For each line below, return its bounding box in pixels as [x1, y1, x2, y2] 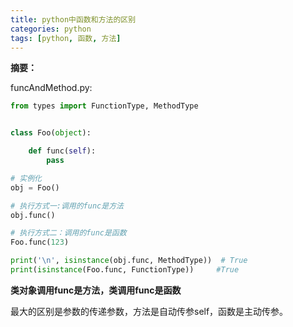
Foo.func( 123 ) [10, 237, 70, 248]
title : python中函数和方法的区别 [10, 14, 137, 25]
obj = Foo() [10, 182, 60, 193]
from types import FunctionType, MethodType [10, 101, 199, 111]
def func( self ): [28, 146, 97, 156]
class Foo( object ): [10, 128, 92, 138]
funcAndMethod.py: [10, 82, 93, 94]
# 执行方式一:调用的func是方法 [10, 201, 124, 211]
